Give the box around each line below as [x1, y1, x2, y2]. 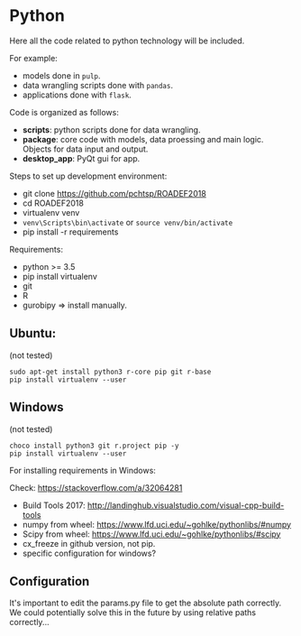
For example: [9, 52, 59, 63]
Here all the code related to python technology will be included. [9, 35, 245, 46]
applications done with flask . [22, 89, 132, 100]
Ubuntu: [9, 326, 57, 341]
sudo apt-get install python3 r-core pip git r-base [9, 367, 212, 376]
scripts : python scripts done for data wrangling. [22, 124, 201, 135]
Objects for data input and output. [22, 143, 149, 154]
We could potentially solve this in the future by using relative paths [9, 607, 257, 618]
